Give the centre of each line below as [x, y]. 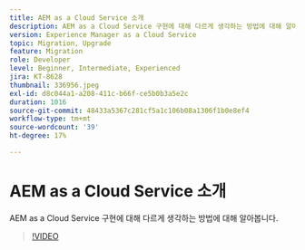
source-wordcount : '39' [54, 128]
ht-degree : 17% [38, 136]
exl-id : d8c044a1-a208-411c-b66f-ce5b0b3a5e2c [99, 93]
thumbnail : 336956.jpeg [54, 85]
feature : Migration [46, 52]
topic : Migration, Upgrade [60, 43]
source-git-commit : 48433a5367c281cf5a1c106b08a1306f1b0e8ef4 [129, 111]
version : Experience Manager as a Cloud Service [103, 34]
